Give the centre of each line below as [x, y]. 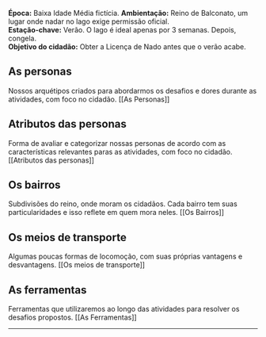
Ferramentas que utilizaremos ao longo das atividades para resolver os [124, 309]
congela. [23, 38]
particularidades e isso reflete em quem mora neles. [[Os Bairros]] [116, 213]
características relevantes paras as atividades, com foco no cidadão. [120, 151]
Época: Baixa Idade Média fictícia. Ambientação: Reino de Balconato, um [128, 13]
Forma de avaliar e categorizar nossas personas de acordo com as [117, 143]
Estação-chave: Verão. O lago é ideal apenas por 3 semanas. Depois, [122, 30]
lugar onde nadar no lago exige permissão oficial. [89, 21]
